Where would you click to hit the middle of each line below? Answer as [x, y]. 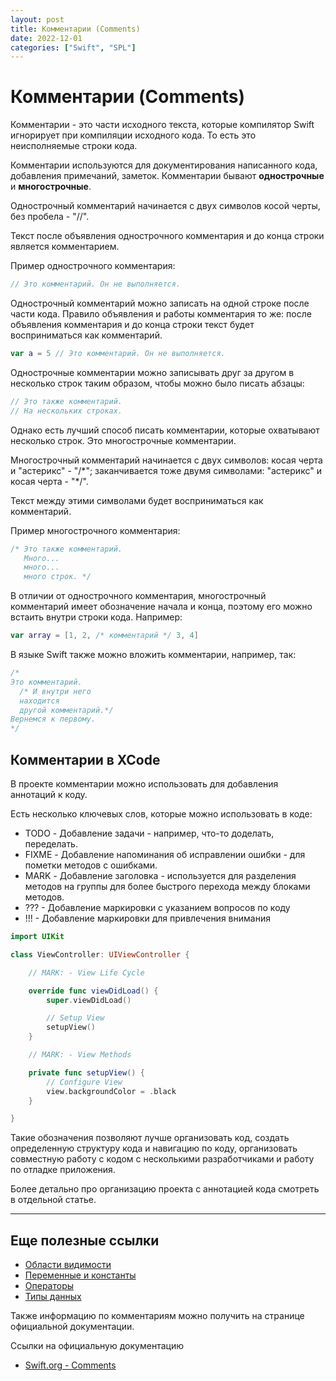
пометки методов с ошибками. [91, 865]
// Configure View [84, 1082]
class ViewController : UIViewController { [100, 954]
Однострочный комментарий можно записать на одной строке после [160, 303]
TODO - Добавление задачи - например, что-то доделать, [149, 833]
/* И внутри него [55, 691]
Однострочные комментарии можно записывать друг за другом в [152, 372]
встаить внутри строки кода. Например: [96, 617]
